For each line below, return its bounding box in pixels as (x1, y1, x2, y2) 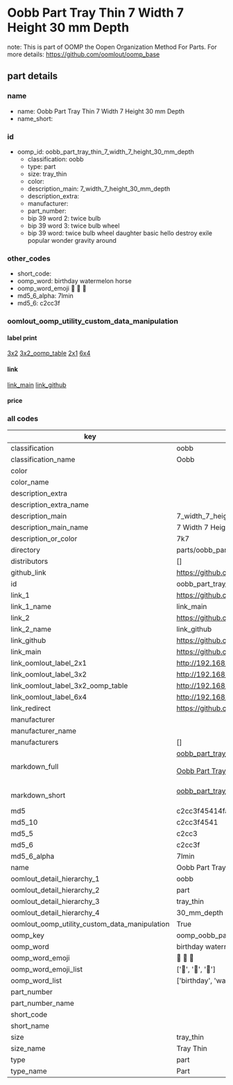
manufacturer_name (10, 726, 77, 736)
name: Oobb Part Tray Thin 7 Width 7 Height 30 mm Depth (17, 106, 185, 116)
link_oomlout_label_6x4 (10, 692, 87, 702)
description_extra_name (10, 500, 89, 509)
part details (7, 70, 58, 82)
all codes (7, 414, 39, 424)
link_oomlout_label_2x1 (10, 658, 87, 668)
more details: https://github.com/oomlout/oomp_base (7, 50, 160, 58)
